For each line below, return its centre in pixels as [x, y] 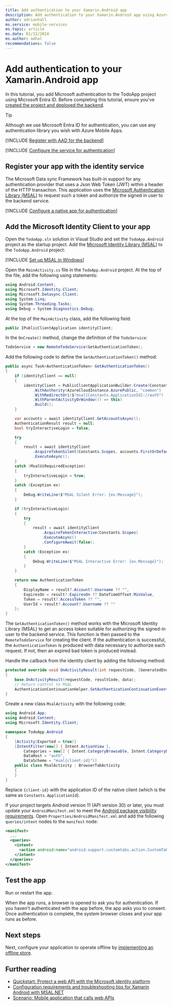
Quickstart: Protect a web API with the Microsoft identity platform [81, 981]
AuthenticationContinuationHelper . [52, 689]
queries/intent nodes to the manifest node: [52, 821]
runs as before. [21, 919]
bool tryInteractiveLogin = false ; [52, 428]
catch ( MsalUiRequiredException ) [50, 466]
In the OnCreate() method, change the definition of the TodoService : [76, 338]
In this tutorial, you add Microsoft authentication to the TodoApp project [81, 94]
